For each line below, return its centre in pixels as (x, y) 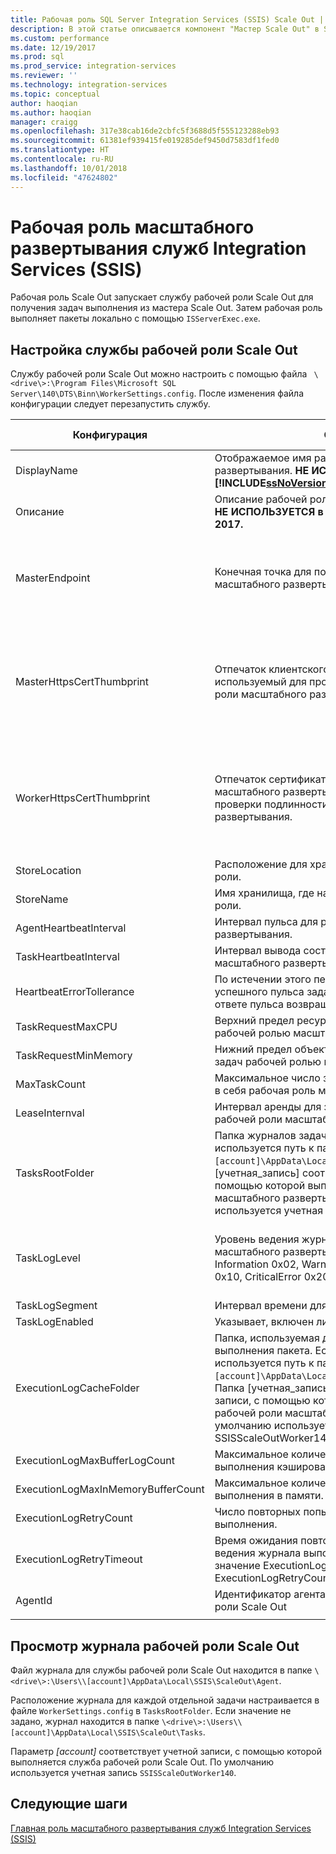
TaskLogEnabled (54, 1322)
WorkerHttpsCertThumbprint (83, 798)
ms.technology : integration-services (89, 85)
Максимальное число (267, 1078)
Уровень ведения (257, 1239)
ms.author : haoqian (51, 112)
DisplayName (46, 471)
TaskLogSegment (56, 1306)
